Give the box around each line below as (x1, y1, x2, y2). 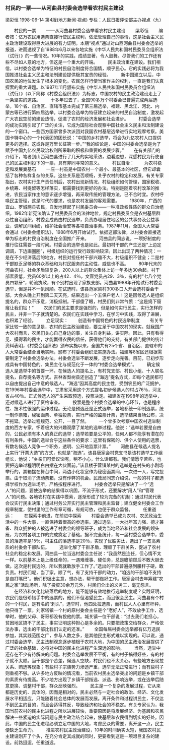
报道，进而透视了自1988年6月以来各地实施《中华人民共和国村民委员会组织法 (5, 46, 163, 52)
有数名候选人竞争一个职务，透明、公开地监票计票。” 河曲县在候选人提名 (5, 444, 161, 450)
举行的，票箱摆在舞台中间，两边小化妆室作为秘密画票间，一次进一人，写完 (5, 469, 159, 475)
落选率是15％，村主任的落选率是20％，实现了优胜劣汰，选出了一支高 (14, 538, 156, 544)
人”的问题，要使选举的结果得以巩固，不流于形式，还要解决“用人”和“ (5, 487, 145, 493)
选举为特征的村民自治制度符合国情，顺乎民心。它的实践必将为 (31, 66, 159, 72)
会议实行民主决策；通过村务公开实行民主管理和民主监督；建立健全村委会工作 (5, 500, 164, 506)
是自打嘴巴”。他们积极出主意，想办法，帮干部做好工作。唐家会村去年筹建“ (5, 576, 159, 582)
